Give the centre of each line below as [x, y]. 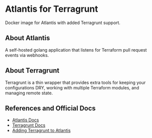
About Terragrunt [32, 70]
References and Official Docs [51, 108]
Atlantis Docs [25, 120]
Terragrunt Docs [29, 125]
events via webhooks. [27, 55]
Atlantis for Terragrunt [52, 9]
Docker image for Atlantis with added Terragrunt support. [63, 23]
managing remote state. [29, 93]
